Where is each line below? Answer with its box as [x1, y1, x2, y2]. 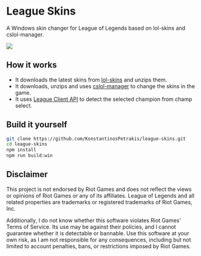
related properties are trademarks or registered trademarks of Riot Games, [6, 198, 192, 206]
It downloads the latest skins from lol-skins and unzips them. [15, 76, 168, 83]
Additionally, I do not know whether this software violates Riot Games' [6, 216, 181, 224]
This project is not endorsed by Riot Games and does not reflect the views [6, 185, 192, 193]
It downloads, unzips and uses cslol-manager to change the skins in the [15, 82, 196, 89]
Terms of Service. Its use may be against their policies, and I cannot [6, 223, 176, 230]
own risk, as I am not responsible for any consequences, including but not [6, 236, 191, 243]
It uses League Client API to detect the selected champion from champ [15, 95, 192, 103]
